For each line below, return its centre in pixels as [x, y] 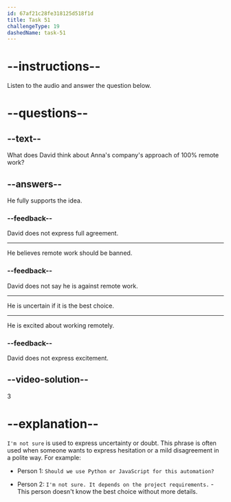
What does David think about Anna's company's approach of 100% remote [113, 155]
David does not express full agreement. [63, 233]
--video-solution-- [48, 379]
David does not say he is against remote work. [73, 286]
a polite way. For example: [44, 457]
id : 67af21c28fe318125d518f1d [51, 13]
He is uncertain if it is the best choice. [61, 306]
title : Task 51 [29, 20]
